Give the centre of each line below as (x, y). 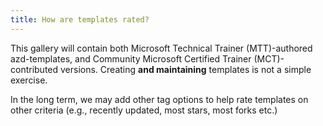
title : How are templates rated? (80, 19)
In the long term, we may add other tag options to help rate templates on (159, 99)
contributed (34, 69)
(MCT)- (269, 58)
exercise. (29, 80)
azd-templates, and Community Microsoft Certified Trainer (131, 58)
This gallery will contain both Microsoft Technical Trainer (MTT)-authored (161, 48)
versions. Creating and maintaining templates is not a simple (186, 69)
